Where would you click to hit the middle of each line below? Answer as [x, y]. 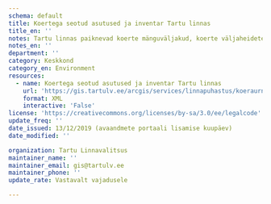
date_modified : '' [39, 135]
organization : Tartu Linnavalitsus [68, 150]
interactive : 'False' [59, 106]
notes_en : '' [30, 46]
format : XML [43, 98]
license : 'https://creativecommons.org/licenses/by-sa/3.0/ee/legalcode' [135, 114]
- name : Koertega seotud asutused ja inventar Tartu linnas [119, 83]
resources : [27, 76]
